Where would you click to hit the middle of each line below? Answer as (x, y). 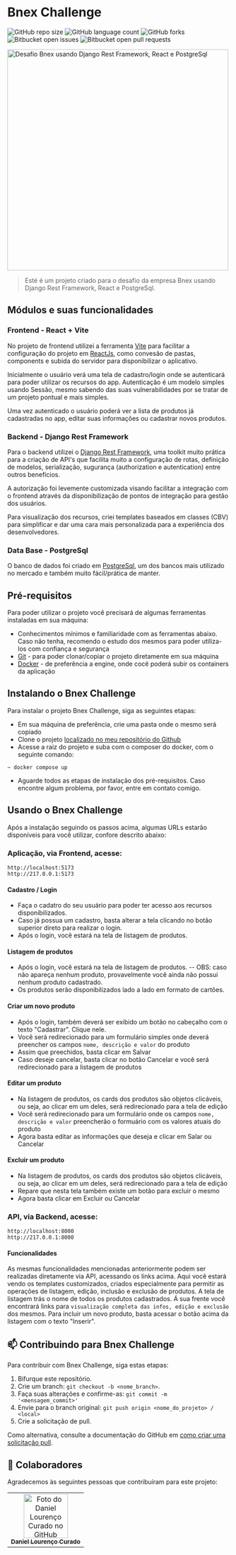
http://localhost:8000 (41, 1232)
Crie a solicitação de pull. (54, 1421)
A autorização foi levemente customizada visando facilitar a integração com (118, 488)
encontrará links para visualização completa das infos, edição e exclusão (118, 1307)
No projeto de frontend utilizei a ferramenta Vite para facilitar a (99, 346)
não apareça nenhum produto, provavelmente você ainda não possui (118, 975)
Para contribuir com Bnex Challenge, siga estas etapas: (88, 1365)
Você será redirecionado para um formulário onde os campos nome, (116, 1114)
